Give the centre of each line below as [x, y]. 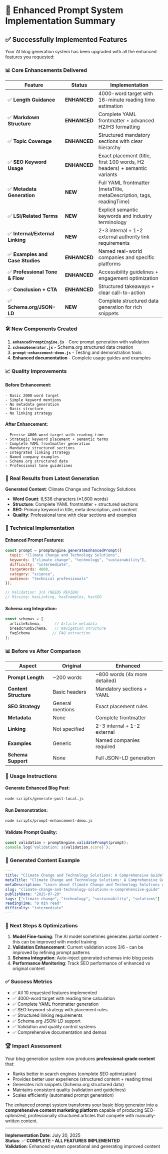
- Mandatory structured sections [40, 448]
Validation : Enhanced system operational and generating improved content [83, 1146]
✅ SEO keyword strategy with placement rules [60, 1009]
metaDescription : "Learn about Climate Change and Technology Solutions [82, 885]
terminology [112, 222]
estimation [111, 106]
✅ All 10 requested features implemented [55, 993]
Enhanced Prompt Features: [35, 540]
